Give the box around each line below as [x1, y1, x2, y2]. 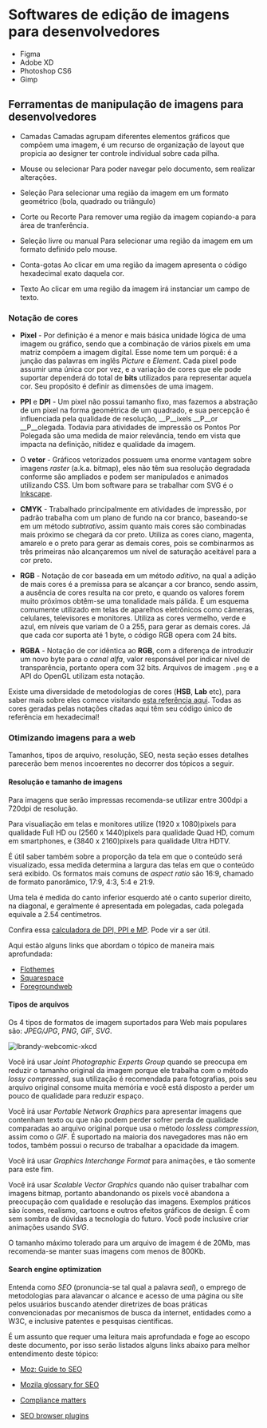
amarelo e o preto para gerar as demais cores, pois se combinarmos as [19, 538, 254, 548]
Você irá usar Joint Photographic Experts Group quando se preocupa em [8, 1057, 248, 1067]
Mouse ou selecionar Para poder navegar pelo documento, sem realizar [19, 164, 256, 174]
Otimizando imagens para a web [8, 732, 135, 743]
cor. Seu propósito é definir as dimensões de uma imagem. [19, 381, 214, 391]
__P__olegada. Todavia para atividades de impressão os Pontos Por [19, 422, 241, 433]
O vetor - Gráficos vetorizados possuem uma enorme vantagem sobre [19, 455, 253, 465]
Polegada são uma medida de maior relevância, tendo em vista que [19, 431, 241, 441]
